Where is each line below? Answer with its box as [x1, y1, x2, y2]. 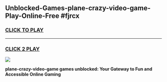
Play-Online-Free [5, 12, 60, 20]
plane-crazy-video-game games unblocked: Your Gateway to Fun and [5, 66, 153, 72]
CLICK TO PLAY [5, 27, 44, 34]
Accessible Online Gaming [5, 71, 61, 77]
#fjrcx [60, 12, 80, 20]
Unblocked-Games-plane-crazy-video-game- [5, 4, 151, 12]
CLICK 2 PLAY [5, 45, 40, 52]
